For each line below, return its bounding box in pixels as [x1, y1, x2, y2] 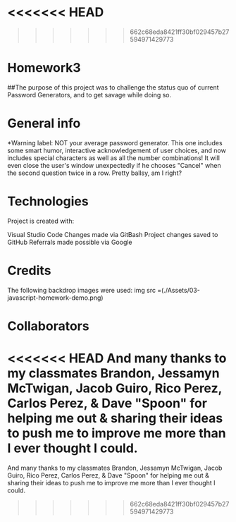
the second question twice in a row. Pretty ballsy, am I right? [7, 169, 182, 177]
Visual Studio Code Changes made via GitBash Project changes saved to [7, 230, 218, 238]
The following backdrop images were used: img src [7, 286, 156, 294]
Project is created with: [7, 217, 75, 225]
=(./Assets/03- [157, 286, 201, 294]
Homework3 [7, 60, 81, 76]
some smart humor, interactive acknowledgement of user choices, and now [7, 146, 227, 154]
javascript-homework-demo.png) [7, 293, 104, 302]
